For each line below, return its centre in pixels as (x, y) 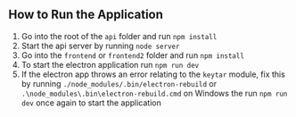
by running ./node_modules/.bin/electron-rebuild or (119, 83)
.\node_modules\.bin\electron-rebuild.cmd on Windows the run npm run (154, 93)
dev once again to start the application (91, 103)
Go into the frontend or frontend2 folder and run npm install (132, 55)
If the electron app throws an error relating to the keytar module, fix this (153, 74)
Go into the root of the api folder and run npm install (119, 36)
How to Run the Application (86, 15)
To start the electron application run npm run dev (110, 64)
